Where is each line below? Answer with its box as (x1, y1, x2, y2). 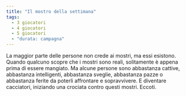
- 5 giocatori (11, 31, 46, 37)
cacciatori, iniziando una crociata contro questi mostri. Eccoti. (6, 84, 156, 90)
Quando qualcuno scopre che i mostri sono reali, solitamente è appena (6, 58, 178, 65)
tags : (6, 14, 19, 20)
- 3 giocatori (11, 19, 46, 25)
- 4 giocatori (11, 25, 46, 31)
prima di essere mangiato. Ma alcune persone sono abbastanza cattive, (6, 65, 180, 71)
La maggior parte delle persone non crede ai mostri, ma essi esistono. (6, 52, 176, 59)
